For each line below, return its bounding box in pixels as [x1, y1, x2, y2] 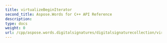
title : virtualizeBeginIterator [5, 7, 72, 12]
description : [5, 16, 32, 21]
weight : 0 [5, 26, 26, 31]
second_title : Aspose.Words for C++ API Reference [5, 12, 112, 17]
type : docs [5, 21, 28, 26]
